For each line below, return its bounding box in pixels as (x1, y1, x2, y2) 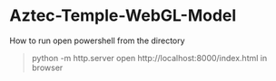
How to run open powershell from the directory (9, 35, 185, 46)
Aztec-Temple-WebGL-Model (9, 5, 237, 26)
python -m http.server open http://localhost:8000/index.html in (31, 52, 268, 63)
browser (31, 62, 64, 73)
